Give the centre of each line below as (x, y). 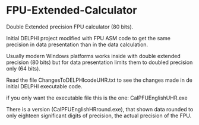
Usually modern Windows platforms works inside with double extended (94, 56)
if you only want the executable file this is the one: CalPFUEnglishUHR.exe (97, 98)
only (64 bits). (23, 68)
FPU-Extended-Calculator (72, 10)
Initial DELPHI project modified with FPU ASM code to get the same (89, 38)
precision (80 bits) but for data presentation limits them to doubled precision (99, 62)
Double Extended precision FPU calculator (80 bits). (70, 27)
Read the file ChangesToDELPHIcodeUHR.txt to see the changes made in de (99, 80)
